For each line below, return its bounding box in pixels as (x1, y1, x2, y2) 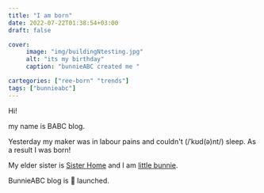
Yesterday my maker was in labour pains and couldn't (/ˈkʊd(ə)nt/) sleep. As (8, 136, 256, 146)
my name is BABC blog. (8, 121, 86, 131)
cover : (8, 40, 30, 48)
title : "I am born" (8, 11, 73, 20)
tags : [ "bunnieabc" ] (8, 84, 77, 92)
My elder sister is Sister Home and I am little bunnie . (8, 160, 178, 170)
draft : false (8, 26, 52, 34)
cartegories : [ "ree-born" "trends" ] (8, 77, 129, 85)
